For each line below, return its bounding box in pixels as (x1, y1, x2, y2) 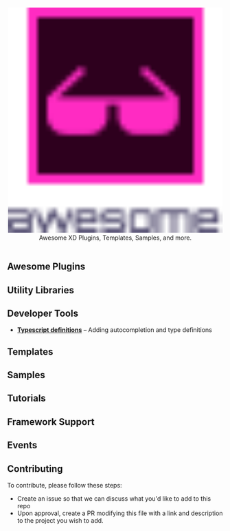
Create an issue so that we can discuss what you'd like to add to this (16, 494, 211, 503)
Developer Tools (7, 307, 79, 319)
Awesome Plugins (7, 261, 86, 273)
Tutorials (7, 393, 46, 404)
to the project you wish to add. (16, 517, 104, 525)
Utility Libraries (7, 284, 74, 296)
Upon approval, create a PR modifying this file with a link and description (16, 509, 223, 517)
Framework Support (7, 416, 95, 428)
